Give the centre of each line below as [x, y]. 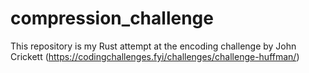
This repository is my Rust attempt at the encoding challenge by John [153, 46]
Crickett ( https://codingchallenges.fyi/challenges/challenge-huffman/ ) [155, 56]
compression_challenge [112, 18]
